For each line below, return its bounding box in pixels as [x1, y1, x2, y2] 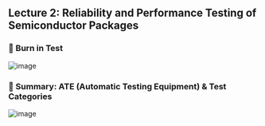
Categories [8, 91, 53, 102]
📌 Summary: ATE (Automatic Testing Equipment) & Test [8, 81, 227, 92]
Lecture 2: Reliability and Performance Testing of [8, 6, 257, 20]
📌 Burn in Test [8, 43, 64, 54]
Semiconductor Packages [8, 19, 139, 33]
